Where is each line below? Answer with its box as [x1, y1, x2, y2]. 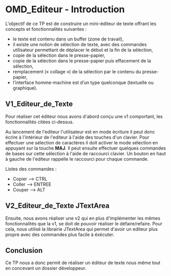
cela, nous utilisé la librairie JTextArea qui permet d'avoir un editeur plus [5, 226, 158, 232]
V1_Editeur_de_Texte [5, 100, 73, 109]
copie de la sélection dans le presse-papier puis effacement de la [12, 57, 151, 63]
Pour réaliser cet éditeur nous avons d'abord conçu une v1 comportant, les [5, 113, 163, 119]
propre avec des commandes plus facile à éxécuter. [5, 231, 114, 238]
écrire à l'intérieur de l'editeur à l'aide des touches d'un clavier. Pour [5, 134, 149, 140]
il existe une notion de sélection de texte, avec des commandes [12, 41, 147, 47]
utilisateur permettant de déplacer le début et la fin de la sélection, [12, 47, 154, 53]
